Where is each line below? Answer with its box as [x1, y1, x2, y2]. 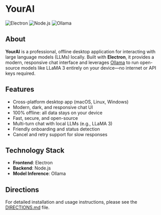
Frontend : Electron [12, 160, 53, 166]
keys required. [5, 70, 36, 76]
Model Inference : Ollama [12, 170, 66, 177]
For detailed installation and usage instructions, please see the [5, 199, 137, 205]
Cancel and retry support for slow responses [12, 131, 108, 137]
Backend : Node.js [12, 165, 51, 171]
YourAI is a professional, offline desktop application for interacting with [5, 48, 156, 54]
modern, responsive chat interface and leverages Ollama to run [5, 59, 139, 66]
